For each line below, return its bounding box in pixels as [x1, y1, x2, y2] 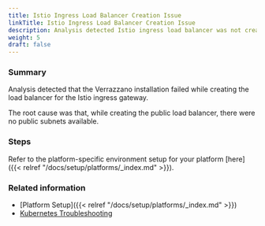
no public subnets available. [8, 117, 99, 126]
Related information [8, 182, 86, 193]
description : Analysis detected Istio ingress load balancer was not [8, 26, 242, 34]
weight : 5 [8, 33, 41, 42]
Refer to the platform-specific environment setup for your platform [8, 154, 224, 164]
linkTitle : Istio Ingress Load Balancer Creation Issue [8, 19, 196, 27]
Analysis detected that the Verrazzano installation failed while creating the [8, 84, 250, 94]
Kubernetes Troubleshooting [19, 209, 113, 218]
